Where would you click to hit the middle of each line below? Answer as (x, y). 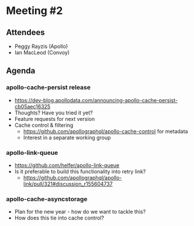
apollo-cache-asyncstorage (47, 199)
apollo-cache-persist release (48, 88)
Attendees (25, 32)
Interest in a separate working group (67, 137)
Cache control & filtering (44, 125)
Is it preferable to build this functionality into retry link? (80, 171)
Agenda (21, 71)
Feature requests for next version (55, 119)
